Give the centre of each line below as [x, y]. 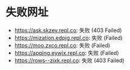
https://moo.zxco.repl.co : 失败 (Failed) [62, 45]
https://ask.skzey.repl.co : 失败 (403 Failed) [68, 30]
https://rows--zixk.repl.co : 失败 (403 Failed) [70, 60]
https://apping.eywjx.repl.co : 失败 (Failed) [67, 52]
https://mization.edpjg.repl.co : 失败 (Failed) [68, 37]
